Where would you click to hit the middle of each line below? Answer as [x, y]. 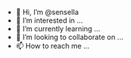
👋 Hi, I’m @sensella [47, 12]
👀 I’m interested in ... [49, 20]
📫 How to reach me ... [52, 46]
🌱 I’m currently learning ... [58, 29]
